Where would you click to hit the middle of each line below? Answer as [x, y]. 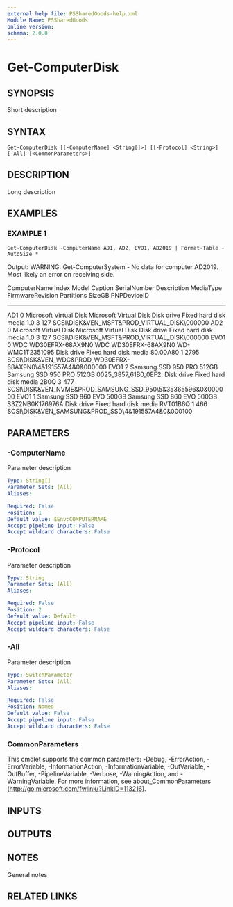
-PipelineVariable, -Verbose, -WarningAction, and [108, 774]
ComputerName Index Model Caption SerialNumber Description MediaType [115, 288]
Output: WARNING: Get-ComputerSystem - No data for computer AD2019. [113, 267]
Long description [32, 191]
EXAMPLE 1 [27, 234]
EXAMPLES [32, 214]
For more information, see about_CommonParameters [135, 781]
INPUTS [24, 811]
